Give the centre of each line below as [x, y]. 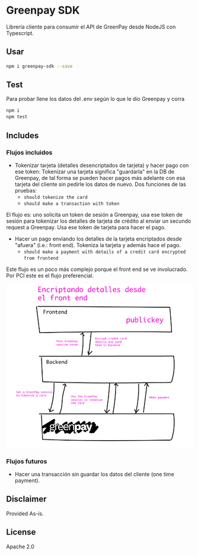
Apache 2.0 [20, 546]
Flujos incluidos [29, 152]
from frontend [41, 258]
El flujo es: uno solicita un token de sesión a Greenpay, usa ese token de [94, 214]
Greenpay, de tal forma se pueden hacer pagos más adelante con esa [100, 178]
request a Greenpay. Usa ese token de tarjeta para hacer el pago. [86, 227]
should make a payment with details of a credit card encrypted [105, 252]
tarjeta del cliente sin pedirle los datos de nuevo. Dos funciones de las [100, 184]
